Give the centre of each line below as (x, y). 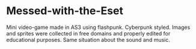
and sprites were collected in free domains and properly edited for (88, 33)
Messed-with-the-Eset (65, 11)
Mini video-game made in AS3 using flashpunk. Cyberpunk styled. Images (98, 27)
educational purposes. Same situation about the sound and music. (88, 40)
